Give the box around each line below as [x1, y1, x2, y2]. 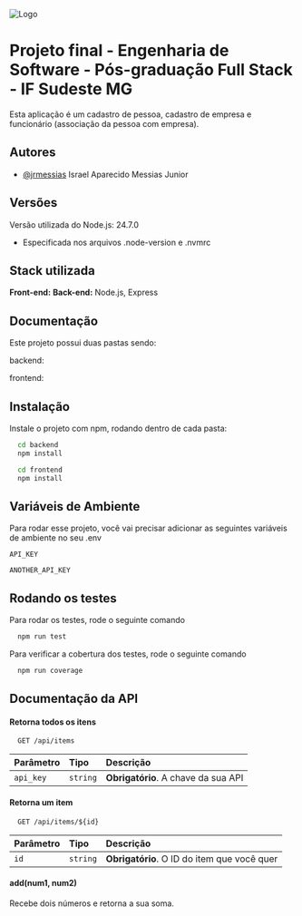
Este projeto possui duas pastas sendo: [9, 337, 157, 348]
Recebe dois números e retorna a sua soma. [9, 898, 175, 909]
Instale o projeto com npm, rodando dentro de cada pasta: [9, 423, 228, 434]
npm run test [17, 632, 67, 641]
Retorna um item [9, 797, 73, 808]
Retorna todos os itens [9, 716, 97, 727]
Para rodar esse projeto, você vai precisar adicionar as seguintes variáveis [9, 522, 287, 534]
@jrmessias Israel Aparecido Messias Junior [22, 169, 189, 180]
